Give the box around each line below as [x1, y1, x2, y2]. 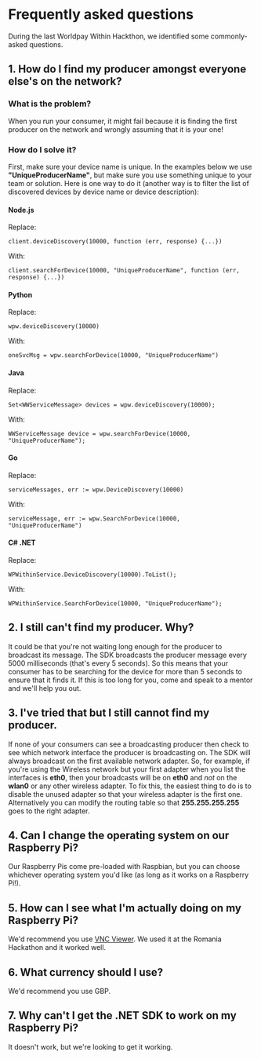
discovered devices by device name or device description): [8, 187, 200, 196]
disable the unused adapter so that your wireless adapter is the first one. [8, 789, 243, 798]
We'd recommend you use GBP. [8, 987, 111, 995]
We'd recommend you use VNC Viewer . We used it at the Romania [8, 934, 222, 944]
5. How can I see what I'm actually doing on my [8, 901, 241, 915]
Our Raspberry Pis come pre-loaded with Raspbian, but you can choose [8, 862, 241, 871]
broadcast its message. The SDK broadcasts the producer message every [8, 650, 247, 659]
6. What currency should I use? [8, 966, 164, 979]
